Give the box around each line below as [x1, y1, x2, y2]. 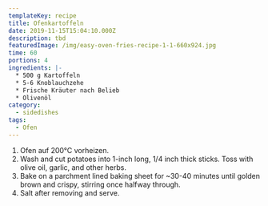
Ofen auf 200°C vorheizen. [19, 145, 110, 155]
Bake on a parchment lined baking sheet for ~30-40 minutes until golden [19, 171, 261, 180]
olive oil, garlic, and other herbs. [19, 162, 126, 172]
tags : [8, 116, 26, 124]
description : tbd [8, 34, 66, 42]
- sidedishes [15, 109, 59, 117]
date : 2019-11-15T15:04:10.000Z [8, 26, 116, 34]
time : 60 [8, 49, 38, 57]
